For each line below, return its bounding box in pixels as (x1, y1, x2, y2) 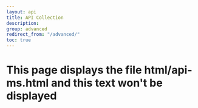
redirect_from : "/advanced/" (6, 32, 80, 38)
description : (6, 20, 39, 26)
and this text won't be (51, 76, 163, 90)
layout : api (6, 8, 36, 15)
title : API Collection (6, 15, 64, 21)
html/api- (144, 63, 193, 77)
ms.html (6, 76, 49, 90)
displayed (6, 89, 57, 103)
